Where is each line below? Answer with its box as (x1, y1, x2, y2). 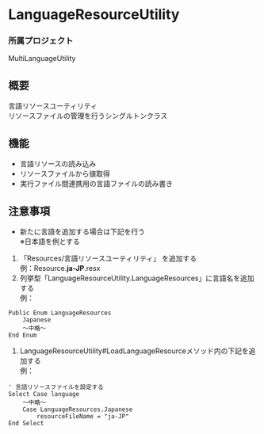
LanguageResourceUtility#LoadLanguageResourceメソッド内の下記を (19, 346, 249, 356)
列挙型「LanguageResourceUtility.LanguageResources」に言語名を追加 (19, 273, 254, 283)
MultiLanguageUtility (8, 54, 76, 63)
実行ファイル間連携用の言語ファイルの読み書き (19, 179, 173, 188)
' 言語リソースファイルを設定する (8, 383, 105, 391)
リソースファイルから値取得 (19, 169, 111, 179)
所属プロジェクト (8, 36, 74, 47)
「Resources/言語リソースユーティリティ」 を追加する (19, 253, 197, 263)
